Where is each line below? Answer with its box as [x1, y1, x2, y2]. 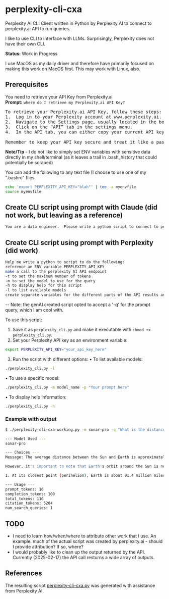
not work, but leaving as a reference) [5, 211, 123, 219]
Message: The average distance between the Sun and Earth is [5, 455, 136, 460]
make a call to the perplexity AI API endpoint [5, 269, 107, 274]
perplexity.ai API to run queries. [5, 25, 70, 31]
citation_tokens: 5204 [5, 501, 53, 506]
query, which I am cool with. [5, 307, 64, 313]
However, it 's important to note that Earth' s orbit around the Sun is [5, 464, 158, 469]
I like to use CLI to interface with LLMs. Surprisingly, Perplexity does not [5, 35, 154, 41]
